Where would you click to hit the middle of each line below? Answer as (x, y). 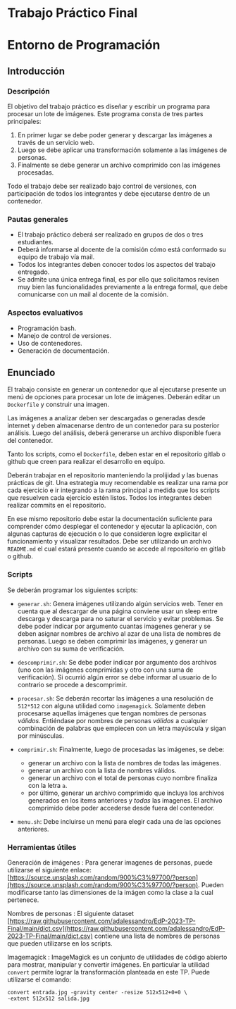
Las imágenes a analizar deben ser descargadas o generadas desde (106, 418)
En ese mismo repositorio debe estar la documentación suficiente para (110, 519)
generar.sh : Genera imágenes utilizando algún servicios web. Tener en (120, 603)
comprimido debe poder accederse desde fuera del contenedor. (121, 808)
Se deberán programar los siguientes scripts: (73, 590)
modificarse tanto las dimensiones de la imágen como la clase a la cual (110, 893)
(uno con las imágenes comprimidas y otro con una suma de (105, 670)
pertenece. (23, 900)
